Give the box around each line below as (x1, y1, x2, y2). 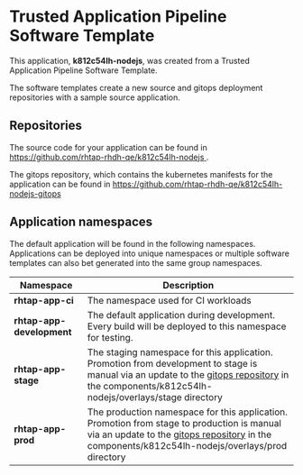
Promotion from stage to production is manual (87, 416, 282, 429)
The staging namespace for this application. (87, 345, 273, 358)
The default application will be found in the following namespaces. (9, 238, 256, 249)
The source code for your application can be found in (9, 142, 207, 152)
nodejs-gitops (9, 187, 61, 199)
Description (161, 279, 215, 291)
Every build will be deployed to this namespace (87, 320, 287, 333)
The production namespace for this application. (87, 406, 289, 418)
